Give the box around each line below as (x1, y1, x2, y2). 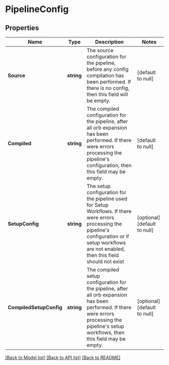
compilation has (86, 72, 124, 79)
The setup (86, 182, 111, 190)
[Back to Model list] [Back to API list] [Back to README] (5, 354, 121, 360)
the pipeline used (86, 195, 127, 202)
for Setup (86, 202, 109, 208)
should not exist (86, 258, 124, 265)
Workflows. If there (86, 208, 132, 215)
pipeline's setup (86, 323, 124, 330)
